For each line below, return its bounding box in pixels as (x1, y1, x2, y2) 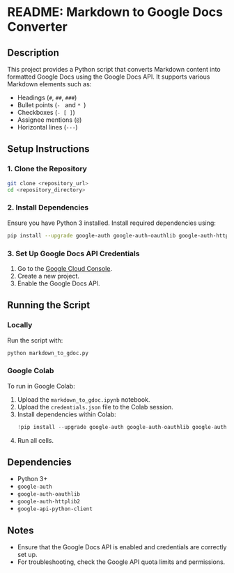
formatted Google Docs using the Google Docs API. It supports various (7, 72, 210, 81)
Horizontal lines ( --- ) (17, 123, 78, 131)
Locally (7, 320, 33, 330)
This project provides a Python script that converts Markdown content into (7, 65, 221, 73)
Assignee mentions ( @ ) (17, 116, 82, 124)
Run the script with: (7, 336, 63, 345)
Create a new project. (17, 272, 80, 280)
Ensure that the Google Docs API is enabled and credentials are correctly (17, 543, 227, 551)
